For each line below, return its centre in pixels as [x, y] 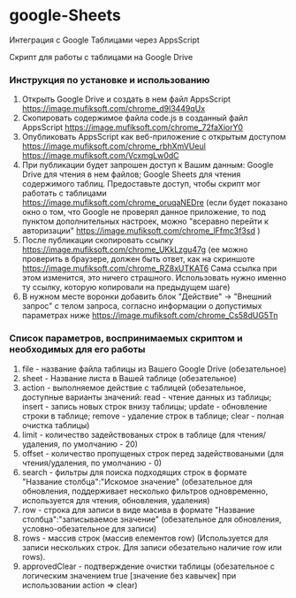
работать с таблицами [65, 193]
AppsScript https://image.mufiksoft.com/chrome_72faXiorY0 [133, 127]
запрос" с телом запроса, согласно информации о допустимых [142, 306]
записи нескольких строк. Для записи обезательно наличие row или [152, 547]
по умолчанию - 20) [100, 444]
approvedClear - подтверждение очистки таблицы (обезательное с [148, 566]
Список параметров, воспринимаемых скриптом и [126, 339]
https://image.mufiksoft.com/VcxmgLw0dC [100, 156]
